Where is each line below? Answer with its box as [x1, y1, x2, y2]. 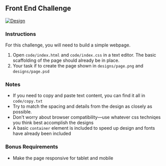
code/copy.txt [12, 99, 43, 104]
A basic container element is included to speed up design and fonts [12, 125, 155, 131]
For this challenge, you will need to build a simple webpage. [5, 42, 131, 48]
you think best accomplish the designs [12, 120, 94, 126]
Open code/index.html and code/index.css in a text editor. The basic [12, 52, 156, 58]
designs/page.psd [12, 69, 50, 75]
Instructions [5, 30, 37, 37]
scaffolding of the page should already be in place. [12, 57, 120, 63]
